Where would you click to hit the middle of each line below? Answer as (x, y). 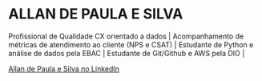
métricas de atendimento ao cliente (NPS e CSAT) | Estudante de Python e (131, 44)
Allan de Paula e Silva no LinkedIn (64, 68)
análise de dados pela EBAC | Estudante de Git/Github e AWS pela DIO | (127, 53)
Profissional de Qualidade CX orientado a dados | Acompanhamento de (126, 36)
